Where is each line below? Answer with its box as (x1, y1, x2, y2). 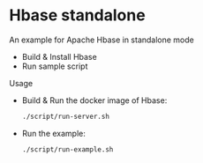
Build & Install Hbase (21, 51, 97, 62)
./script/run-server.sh (21, 112, 110, 121)
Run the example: (21, 128, 86, 138)
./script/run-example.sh (21, 144, 114, 154)
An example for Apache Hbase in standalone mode (9, 34, 194, 45)
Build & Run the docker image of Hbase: (21, 94, 168, 106)
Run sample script (21, 61, 88, 71)
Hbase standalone (9, 5, 146, 26)
